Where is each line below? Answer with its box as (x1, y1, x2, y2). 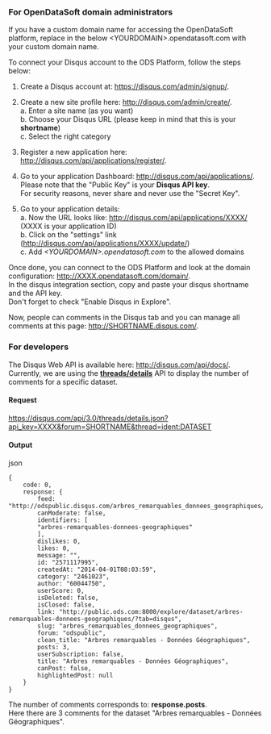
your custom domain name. (8, 42, 99, 52)
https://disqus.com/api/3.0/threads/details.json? (8, 413, 169, 423)
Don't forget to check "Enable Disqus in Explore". (8, 297, 172, 307)
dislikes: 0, (37, 537, 81, 545)
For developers (8, 341, 69, 352)
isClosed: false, (37, 601, 95, 609)
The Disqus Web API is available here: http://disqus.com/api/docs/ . (8, 360, 231, 369)
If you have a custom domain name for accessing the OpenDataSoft (8, 25, 234, 35)
